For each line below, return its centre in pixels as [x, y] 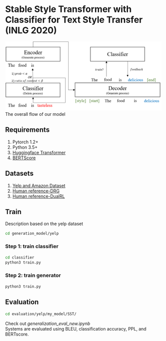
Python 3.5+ [25, 147]
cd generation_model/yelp [32, 234]
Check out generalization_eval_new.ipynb [48, 324]
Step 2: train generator [33, 276]
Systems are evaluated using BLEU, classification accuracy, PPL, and [76, 329]
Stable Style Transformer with [68, 9]
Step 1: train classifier [32, 247]
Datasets [19, 173]
